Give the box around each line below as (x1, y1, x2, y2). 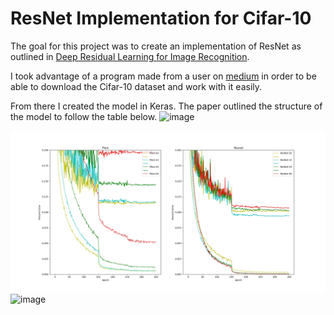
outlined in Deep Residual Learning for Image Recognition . (10, 50, 250, 62)
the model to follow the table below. (10, 110, 158, 122)
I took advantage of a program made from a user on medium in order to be (10, 70, 317, 82)
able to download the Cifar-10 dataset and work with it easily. (10, 80, 263, 92)
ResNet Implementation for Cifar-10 (10, 7, 312, 30)
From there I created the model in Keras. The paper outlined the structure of (10, 100, 323, 112)
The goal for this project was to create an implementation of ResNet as (10, 40, 302, 52)
